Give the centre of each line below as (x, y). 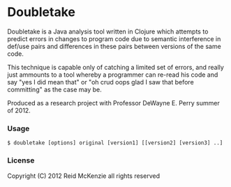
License (21, 160)
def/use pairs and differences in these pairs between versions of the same (114, 46)
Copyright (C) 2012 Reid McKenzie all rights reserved (84, 176)
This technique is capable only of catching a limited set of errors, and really (116, 67)
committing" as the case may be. (55, 89)
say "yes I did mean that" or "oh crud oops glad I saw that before (100, 82)
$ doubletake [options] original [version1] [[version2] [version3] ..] (115, 143)
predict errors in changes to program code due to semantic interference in (114, 38)
